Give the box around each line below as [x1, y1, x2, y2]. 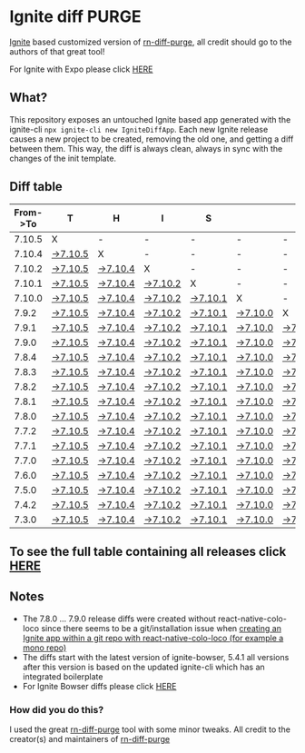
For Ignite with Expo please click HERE [9, 64, 153, 74]
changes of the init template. [9, 153, 116, 163]
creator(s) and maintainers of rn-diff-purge [9, 734, 171, 745]
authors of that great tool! [9, 45, 105, 56]
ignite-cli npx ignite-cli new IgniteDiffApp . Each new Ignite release [9, 124, 269, 134]
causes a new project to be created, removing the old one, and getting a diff [9, 134, 294, 144]
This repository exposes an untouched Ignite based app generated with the [9, 114, 291, 124]
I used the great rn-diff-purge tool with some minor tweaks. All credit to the [9, 724, 290, 735]
